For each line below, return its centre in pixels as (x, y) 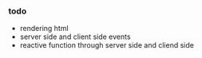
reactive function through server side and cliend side (107, 45)
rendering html (44, 29)
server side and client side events (75, 37)
